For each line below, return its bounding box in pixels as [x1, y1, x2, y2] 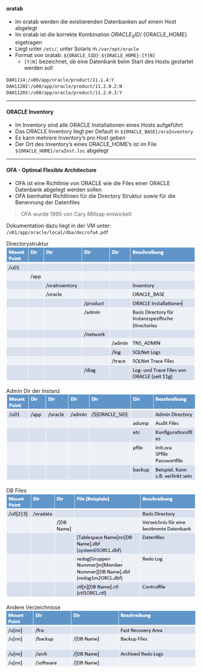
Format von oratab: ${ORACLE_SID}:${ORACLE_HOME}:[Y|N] [14, 52, 156, 58]
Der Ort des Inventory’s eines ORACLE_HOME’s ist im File [14, 141, 157, 148]
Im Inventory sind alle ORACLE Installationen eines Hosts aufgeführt [14, 121, 183, 129]
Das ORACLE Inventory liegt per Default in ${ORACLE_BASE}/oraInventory [14, 128, 194, 135]
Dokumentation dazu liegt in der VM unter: [6, 222, 111, 230]
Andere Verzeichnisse [6, 603, 61, 611]
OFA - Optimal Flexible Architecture [6, 166, 97, 174]
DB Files [6, 487, 27, 494]
